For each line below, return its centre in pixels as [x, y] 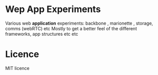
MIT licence [17, 68]
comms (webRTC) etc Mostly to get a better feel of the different [71, 28]
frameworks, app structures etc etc [42, 34]
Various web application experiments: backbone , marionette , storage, [79, 23]
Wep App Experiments [53, 9]
